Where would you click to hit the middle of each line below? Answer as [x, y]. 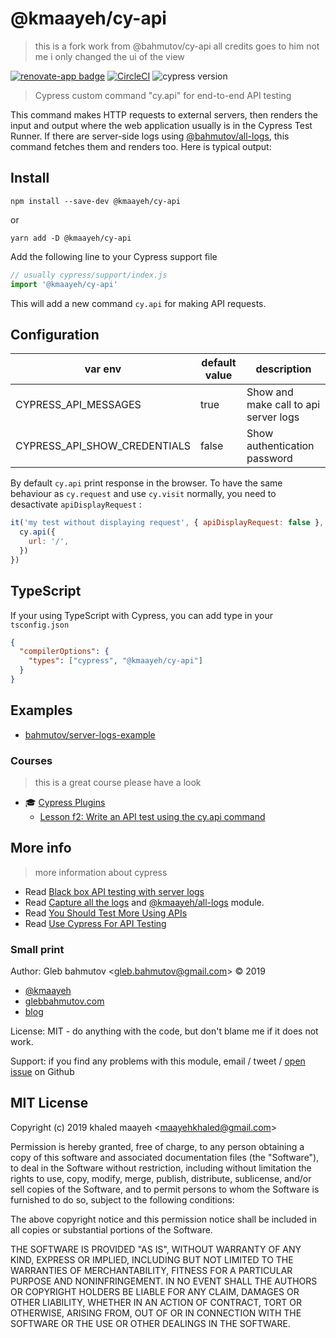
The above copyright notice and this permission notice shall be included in [163, 1219]
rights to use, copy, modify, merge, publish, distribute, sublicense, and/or [161, 1178]
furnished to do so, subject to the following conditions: [122, 1199]
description [283, 369]
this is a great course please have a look [118, 782]
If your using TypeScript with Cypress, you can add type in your [141, 615]
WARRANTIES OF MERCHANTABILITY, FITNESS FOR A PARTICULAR [151, 1270]
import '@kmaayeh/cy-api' [64, 284]
